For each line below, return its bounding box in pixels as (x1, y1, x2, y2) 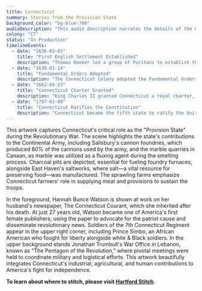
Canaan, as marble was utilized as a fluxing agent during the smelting (6, 152, 179, 159)
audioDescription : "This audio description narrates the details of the (6, 25, 192, 32)
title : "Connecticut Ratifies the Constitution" (17, 104, 141, 110)
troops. (6, 184, 24, 191)
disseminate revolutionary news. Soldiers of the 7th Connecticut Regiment (6, 222, 190, 229)
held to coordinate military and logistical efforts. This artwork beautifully (6, 254, 185, 261)
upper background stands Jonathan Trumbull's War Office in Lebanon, (6, 241, 181, 248)
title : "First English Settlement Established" (17, 54, 138, 60)
